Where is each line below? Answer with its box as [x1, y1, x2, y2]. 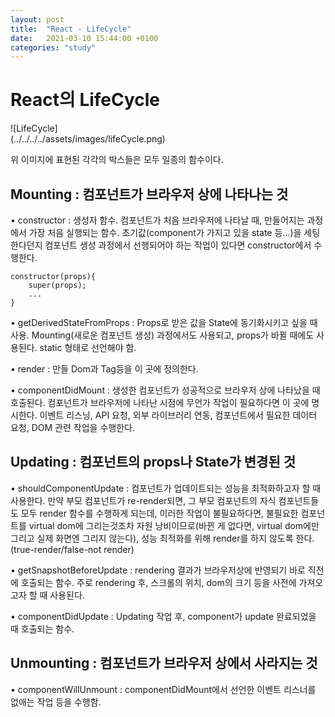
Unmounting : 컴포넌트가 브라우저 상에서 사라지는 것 [10, 655, 318, 672]
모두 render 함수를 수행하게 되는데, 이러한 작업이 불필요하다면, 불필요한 [20, 507, 299, 519]
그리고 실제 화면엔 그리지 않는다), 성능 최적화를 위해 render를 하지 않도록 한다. [10, 532, 315, 544]
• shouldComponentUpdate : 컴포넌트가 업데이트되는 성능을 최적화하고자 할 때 [10, 482, 322, 494]
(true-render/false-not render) [10, 543, 135, 555]
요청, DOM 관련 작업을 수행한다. [10, 422, 135, 433]
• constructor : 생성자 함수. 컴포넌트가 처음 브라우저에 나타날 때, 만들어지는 [10, 214, 305, 226]
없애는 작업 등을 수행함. [10, 696, 102, 708]
